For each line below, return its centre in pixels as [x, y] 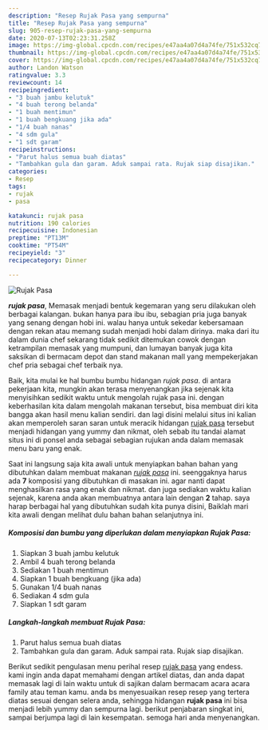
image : [19, 46]
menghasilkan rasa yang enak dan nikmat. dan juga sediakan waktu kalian [130, 489]
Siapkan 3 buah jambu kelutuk [69, 553]
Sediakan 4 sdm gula [54, 595]
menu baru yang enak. [45, 448]
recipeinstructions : [43, 149]
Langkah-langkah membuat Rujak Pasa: [77, 622]
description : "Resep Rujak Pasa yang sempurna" [89, 16]
